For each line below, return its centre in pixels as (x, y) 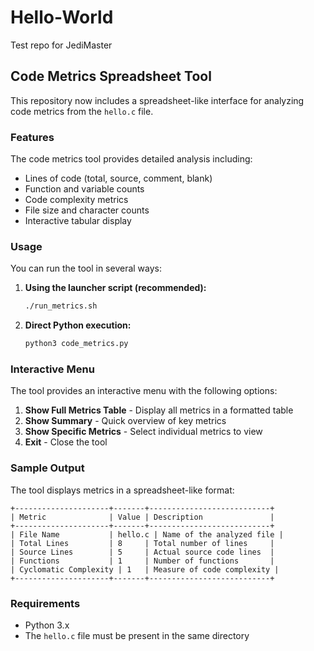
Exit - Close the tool (66, 442)
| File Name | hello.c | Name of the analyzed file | (147, 534)
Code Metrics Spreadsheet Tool (111, 76)
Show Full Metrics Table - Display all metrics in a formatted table (159, 410)
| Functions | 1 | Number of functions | (142, 561)
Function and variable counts (84, 189)
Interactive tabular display (78, 221)
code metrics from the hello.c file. (82, 111)
